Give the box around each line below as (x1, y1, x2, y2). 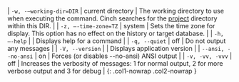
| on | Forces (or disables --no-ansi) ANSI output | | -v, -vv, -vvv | (34, 52, 233, 60)
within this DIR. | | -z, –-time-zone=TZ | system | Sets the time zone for (7, 22, 215, 30)
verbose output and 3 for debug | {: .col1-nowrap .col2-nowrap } (7, 67, 198, 75)
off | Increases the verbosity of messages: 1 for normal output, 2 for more (7, 59, 223, 67)
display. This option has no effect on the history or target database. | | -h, (7, 29, 224, 37)
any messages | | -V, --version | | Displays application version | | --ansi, (7, 45, 225, 52)
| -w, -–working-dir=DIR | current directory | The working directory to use (7, 7, 225, 15)
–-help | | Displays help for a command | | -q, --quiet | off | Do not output (7, 37, 226, 45)
